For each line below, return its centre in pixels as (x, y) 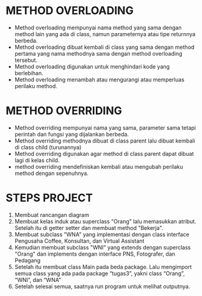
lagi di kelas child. (37, 160)
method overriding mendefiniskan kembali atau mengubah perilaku (99, 166)
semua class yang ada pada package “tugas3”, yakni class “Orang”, (99, 273)
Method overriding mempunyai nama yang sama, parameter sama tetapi (105, 128)
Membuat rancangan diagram (52, 215)
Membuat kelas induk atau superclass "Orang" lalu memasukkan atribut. (105, 221)
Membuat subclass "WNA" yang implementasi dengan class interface (102, 234)
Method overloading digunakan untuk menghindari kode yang (92, 66)
